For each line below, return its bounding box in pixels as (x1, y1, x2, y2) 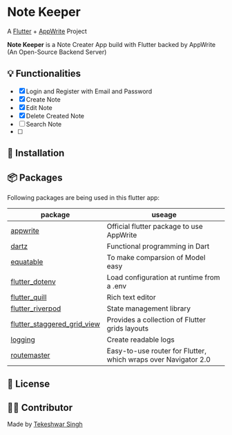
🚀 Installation (7, 147, 65, 159)
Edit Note (26, 103, 53, 111)
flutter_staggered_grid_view (10, 319, 100, 328)
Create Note (26, 95, 61, 104)
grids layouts (106, 323, 149, 333)
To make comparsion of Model (106, 252, 206, 262)
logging (10, 335, 36, 344)
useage (151, 210, 177, 219)
